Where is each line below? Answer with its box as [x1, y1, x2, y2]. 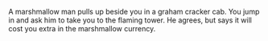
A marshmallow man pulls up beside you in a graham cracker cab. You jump [8, 7, 260, 16]
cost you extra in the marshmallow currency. [8, 24, 156, 33]
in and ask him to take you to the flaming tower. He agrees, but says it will [8, 15, 252, 25]
